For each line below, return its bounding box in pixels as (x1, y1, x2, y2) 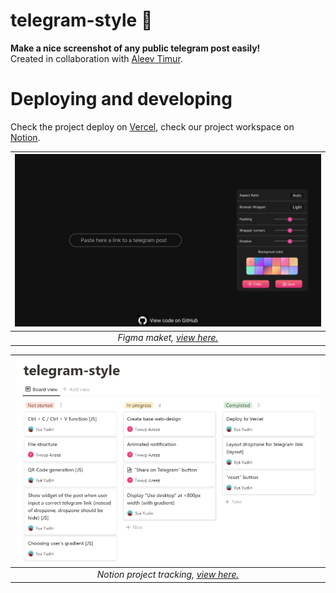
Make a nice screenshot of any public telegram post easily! (10, 42, 261, 54)
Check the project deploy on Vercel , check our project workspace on (10, 120, 295, 133)
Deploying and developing (10, 88, 233, 111)
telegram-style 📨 (10, 9, 153, 32)
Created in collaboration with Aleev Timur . (10, 52, 183, 64)
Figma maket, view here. (117, 332, 219, 344)
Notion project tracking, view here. (96, 569, 240, 581)
